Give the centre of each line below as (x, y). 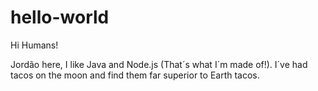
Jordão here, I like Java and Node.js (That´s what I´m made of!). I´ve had (159, 64)
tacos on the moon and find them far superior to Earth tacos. (135, 75)
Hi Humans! (34, 45)
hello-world (60, 17)
